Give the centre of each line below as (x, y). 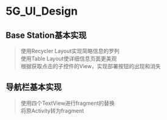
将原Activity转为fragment (52, 110)
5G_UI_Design (42, 11)
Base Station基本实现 (46, 35)
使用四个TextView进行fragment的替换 (67, 103)
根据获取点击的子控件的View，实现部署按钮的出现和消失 (91, 66)
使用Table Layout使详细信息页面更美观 (69, 58)
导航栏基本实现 (34, 87)
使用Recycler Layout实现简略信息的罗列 (70, 51)
